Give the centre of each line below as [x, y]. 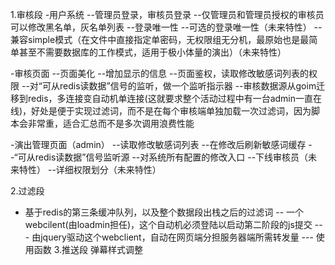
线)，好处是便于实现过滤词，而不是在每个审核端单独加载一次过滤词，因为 [161, 111]
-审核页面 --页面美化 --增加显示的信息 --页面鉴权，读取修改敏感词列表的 [159, 73]
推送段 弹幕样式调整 [102, 249]
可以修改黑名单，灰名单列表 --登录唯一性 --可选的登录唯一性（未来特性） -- [166, 27]
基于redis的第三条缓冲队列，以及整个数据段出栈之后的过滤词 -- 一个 [164, 212]
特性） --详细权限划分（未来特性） [90, 169]
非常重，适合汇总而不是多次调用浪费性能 [111, 123]
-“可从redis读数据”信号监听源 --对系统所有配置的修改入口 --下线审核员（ [159, 157]
